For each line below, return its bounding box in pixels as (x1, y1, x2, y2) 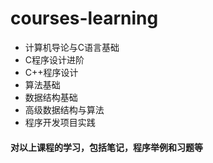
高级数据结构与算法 (24, 103, 105, 116)
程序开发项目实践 (24, 116, 96, 128)
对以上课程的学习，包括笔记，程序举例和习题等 (10, 141, 203, 153)
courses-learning (10, 7, 159, 30)
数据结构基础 (24, 91, 78, 103)
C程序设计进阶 (24, 53, 85, 66)
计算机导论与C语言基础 (24, 41, 120, 53)
